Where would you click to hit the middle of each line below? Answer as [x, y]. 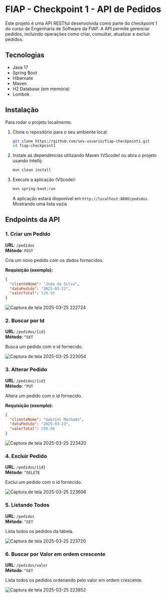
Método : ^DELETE [23, 472]
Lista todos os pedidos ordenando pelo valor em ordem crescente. [74, 580]
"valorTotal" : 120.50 [32, 293]
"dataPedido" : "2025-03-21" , [40, 288]
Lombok [21, 94]
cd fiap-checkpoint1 [34, 146]
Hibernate [23, 78]
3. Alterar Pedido [26, 370]
